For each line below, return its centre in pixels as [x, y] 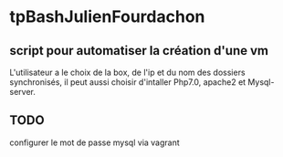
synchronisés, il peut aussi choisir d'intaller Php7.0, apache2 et [128, 82]
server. [23, 92]
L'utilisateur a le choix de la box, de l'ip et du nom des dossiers [127, 72]
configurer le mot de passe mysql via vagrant [94, 142]
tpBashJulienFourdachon [107, 17]
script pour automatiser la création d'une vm [139, 51]
